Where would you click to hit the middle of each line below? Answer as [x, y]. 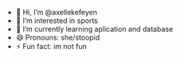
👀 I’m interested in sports [57, 21]
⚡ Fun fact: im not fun [51, 46]
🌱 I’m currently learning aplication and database [94, 29]
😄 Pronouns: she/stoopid [58, 37]
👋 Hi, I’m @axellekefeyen [57, 12]
